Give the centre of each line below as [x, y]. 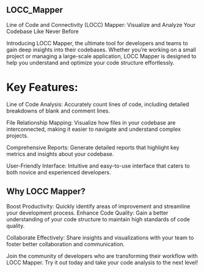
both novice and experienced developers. [59, 172]
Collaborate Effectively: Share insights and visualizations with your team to [100, 237]
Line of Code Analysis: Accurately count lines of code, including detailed [98, 104]
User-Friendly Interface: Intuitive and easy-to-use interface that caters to [98, 166]
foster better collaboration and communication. [66, 244]
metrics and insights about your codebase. [60, 154]
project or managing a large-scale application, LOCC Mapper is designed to [101, 56]
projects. [17, 135]
